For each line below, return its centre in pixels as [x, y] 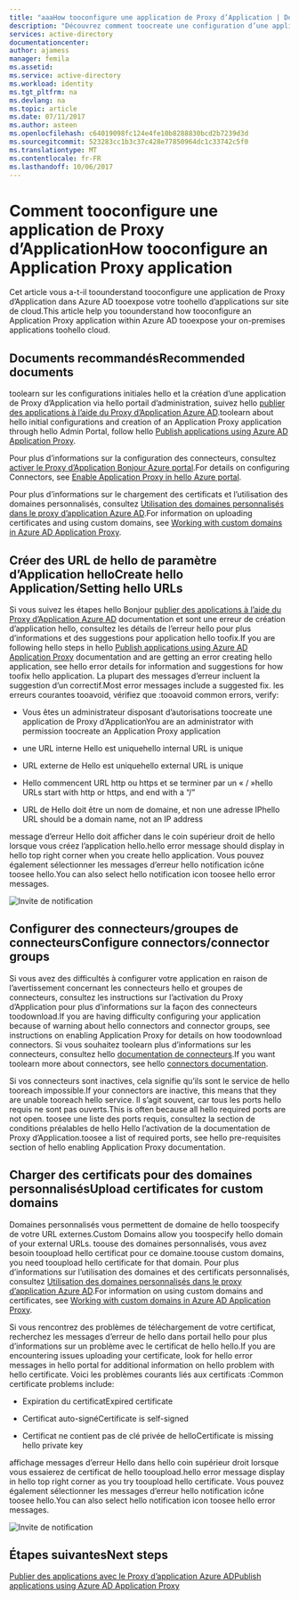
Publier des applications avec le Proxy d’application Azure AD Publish [135, 1576]
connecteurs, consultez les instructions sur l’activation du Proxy [126, 997]
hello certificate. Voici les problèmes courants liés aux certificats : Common [146, 1374]
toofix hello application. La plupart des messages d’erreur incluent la [135, 676]
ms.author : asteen [43, 126]
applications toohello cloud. [60, 330]
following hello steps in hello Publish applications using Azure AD [129, 647]
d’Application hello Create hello [97, 574]
